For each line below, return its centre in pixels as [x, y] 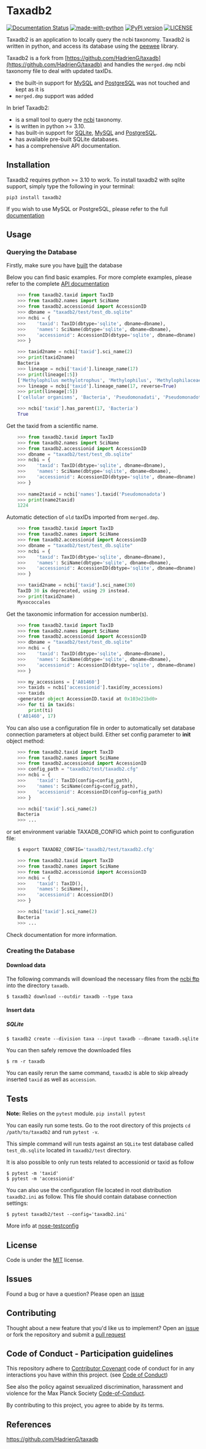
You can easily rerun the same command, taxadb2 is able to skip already [97, 1073]
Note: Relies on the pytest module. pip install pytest [76, 1114]
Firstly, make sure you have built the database [64, 266]
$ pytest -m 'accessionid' [41, 1179]
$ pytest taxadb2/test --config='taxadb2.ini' [67, 1215]
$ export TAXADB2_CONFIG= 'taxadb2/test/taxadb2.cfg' [86, 850]
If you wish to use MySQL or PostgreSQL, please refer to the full [87, 208]
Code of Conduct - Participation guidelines [90, 1354]
